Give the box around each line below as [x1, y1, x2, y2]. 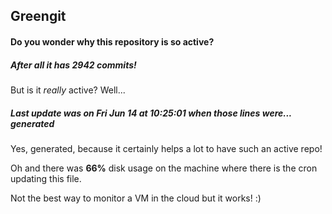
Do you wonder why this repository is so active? [10, 35, 215, 48]
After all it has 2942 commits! [10, 59, 137, 71]
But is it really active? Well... [10, 84, 126, 96]
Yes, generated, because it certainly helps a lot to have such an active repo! [10, 142, 323, 154]
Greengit [10, 8, 67, 25]
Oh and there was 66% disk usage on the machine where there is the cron [10, 162, 318, 174]
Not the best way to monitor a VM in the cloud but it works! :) [10, 192, 262, 204]
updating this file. [10, 172, 82, 184]
